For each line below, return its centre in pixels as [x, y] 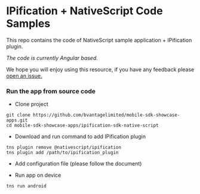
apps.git [17, 120]
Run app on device [38, 175]
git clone [19, 115]
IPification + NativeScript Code [84, 11]
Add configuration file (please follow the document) [78, 164]
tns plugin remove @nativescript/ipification [64, 148]
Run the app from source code [51, 91]
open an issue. [24, 76]
